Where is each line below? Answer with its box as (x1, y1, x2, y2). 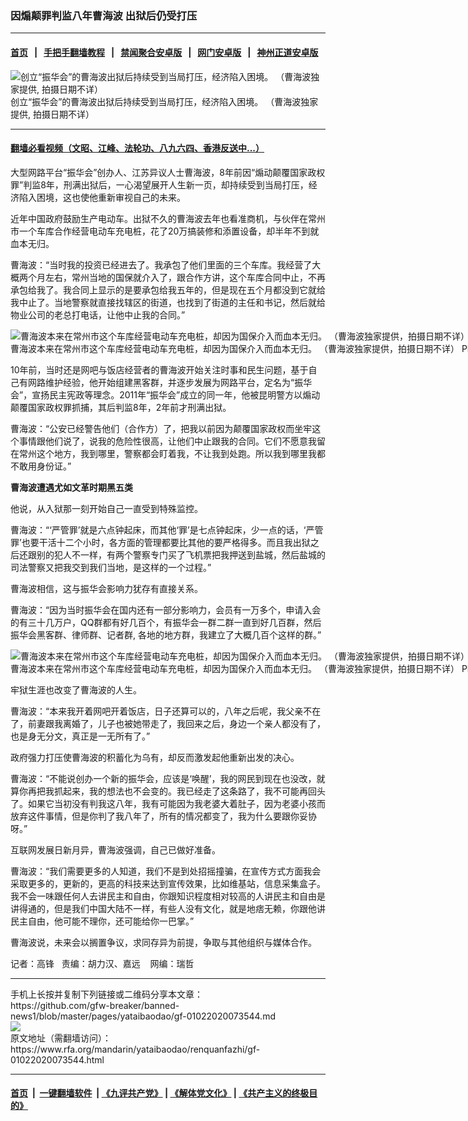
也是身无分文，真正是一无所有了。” (10, 730, 151, 742)
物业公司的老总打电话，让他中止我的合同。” (10, 308, 186, 321)
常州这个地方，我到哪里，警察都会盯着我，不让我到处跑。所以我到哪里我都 (18, 447, 326, 459)
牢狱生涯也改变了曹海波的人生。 (10, 683, 142, 696)
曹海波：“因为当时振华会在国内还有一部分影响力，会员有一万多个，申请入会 (10, 603, 322, 616)
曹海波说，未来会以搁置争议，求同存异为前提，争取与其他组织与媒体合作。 (10, 936, 317, 948)
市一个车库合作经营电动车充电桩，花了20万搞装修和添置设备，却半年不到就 (10, 225, 320, 237)
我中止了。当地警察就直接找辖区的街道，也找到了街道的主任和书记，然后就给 (10, 296, 326, 308)
